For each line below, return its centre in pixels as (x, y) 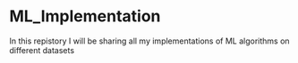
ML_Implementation (85, 16)
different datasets (42, 50)
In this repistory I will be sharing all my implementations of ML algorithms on (149, 41)
